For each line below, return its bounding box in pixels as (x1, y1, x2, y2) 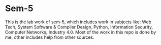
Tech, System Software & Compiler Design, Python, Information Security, (5, 24, 153, 30)
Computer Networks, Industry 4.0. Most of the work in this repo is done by (5, 29, 156, 35)
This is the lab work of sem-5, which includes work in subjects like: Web (5, 19, 152, 25)
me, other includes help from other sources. (5, 34, 95, 40)
